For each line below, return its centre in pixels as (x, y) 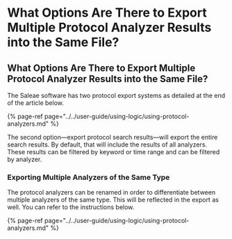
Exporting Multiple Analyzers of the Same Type (89, 177)
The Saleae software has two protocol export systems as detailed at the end (116, 96)
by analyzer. (25, 159)
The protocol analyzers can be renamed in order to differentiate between (111, 192)
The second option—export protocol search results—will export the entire (113, 137)
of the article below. (36, 103)
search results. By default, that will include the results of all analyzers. (107, 145)
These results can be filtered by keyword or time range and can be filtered (114, 152)
